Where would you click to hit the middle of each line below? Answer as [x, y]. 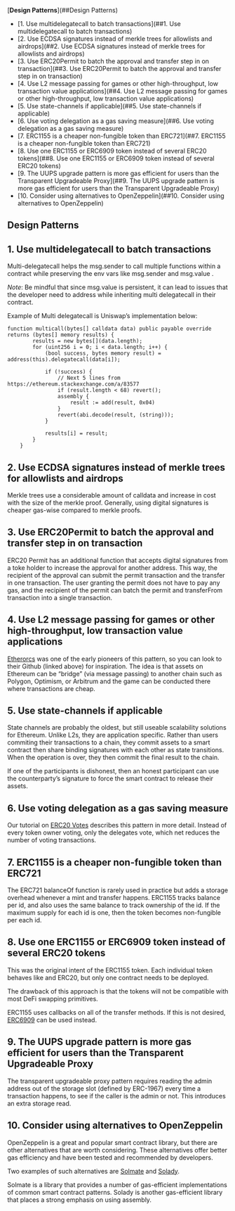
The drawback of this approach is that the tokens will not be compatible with [118, 991]
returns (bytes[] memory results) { [61, 335]
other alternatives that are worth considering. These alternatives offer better [117, 1150]
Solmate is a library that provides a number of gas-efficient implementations [117, 1184]
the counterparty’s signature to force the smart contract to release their [110, 779]
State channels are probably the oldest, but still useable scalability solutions [117, 728]
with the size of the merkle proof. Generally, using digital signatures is [108, 503]
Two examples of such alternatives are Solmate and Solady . [94, 1171]
